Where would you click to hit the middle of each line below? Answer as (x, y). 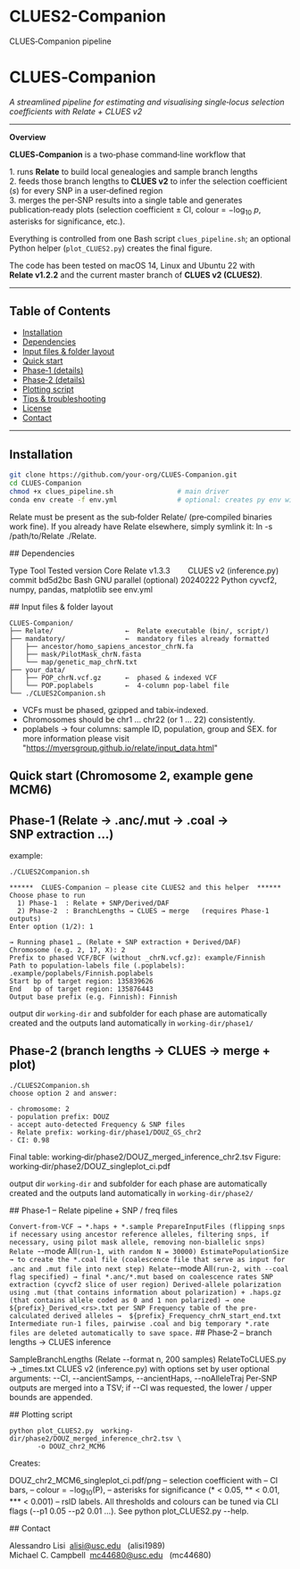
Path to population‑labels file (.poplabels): (97, 966)
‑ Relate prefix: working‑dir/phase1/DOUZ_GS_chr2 (105, 1132)
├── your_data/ (37, 670)
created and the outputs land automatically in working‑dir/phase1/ (132, 1023)
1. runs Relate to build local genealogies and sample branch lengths (133, 171)
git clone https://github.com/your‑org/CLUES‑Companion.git (124, 475)
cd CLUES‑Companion (46, 484)
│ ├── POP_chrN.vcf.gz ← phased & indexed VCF (113, 677)
